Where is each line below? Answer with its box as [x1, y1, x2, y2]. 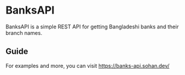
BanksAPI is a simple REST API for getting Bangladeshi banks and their [5, 23, 179, 30]
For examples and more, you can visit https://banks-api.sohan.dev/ [5, 62, 170, 69]
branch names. [5, 29, 43, 36]
